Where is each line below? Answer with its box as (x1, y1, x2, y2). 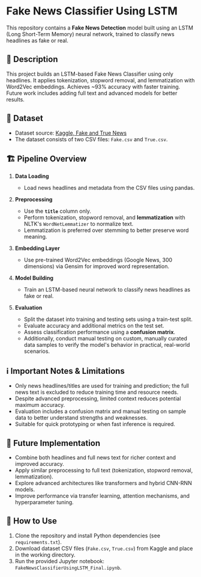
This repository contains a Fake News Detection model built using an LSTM (6, 24, 194, 31)
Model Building (14, 275, 54, 282)
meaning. (23, 233, 47, 240)
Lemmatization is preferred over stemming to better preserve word (23, 227, 189, 234)
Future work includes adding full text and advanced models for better (6, 89, 178, 97)
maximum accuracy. (14, 401, 65, 409)
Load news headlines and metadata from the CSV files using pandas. (23, 185, 195, 192)
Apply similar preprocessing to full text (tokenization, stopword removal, (14, 467, 193, 474)
